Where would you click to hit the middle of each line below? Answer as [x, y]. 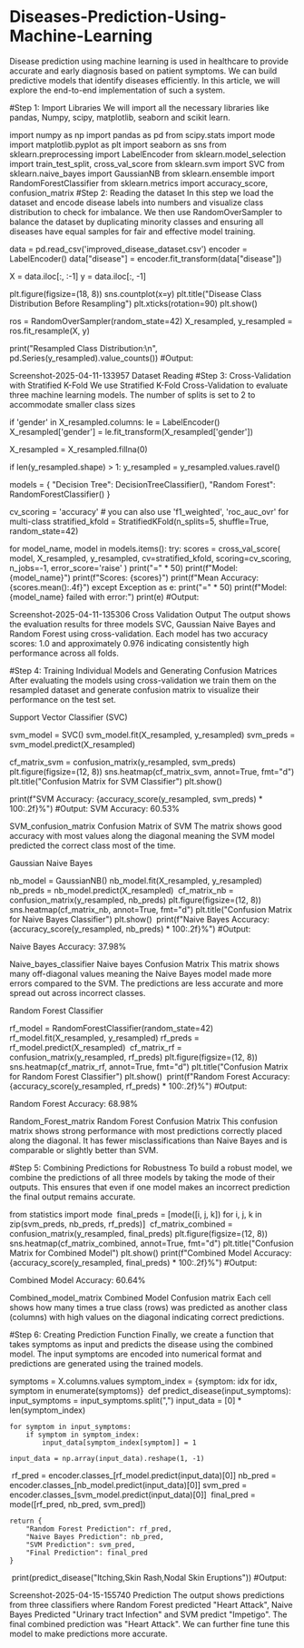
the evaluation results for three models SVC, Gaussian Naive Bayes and [142, 624]
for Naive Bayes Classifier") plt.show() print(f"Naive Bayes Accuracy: [140, 919]
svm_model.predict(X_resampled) [73, 744]
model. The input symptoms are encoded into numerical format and [136, 1354]
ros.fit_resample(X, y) [50, 331]
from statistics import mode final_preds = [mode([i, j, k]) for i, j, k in [136, 1214]
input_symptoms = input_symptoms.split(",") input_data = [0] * [126, 1400]
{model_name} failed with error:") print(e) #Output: [104, 597]
